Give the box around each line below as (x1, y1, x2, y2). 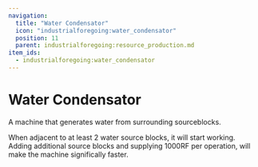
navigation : (8, 11, 48, 20)
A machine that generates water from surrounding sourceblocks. (8, 117, 221, 126)
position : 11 (15, 34, 59, 42)
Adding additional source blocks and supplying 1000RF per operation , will (8, 141, 251, 150)
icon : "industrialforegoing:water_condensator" (15, 26, 177, 34)
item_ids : (8, 49, 42, 57)
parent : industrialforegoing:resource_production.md (15, 42, 195, 50)
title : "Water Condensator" (15, 19, 109, 27)
